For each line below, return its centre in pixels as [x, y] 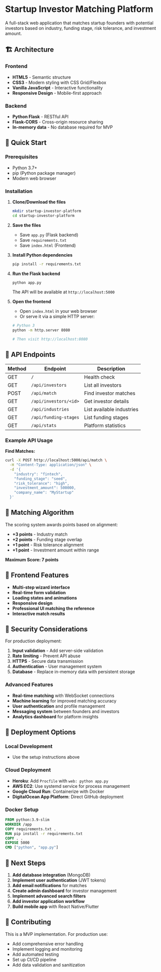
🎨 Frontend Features [37, 575]
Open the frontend [32, 302]
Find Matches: [20, 451]
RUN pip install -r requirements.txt [44, 833]
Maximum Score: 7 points [32, 559]
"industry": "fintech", [39, 474]
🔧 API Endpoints [30, 355]
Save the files [26, 225]
